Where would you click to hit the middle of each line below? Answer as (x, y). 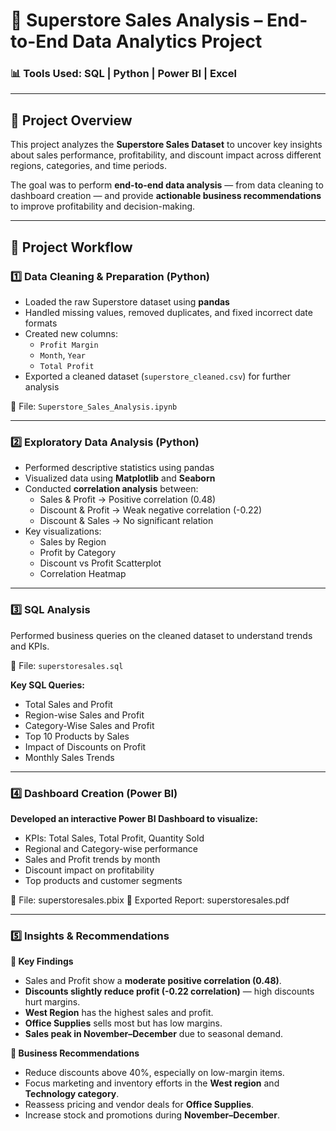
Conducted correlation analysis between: (111, 489)
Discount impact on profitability (89, 870)
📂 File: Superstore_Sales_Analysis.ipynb (94, 406)
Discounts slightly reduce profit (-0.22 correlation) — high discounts (169, 991)
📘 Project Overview (71, 120)
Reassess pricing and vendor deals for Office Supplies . (139, 1105)
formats (41, 323)
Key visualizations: (63, 531)
